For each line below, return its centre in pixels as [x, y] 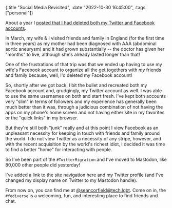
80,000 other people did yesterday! [43, 165]
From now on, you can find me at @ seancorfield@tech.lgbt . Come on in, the [86, 190]
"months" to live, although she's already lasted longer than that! [73, 54]
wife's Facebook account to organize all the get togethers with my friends [83, 70]
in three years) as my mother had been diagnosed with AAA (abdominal [81, 44]
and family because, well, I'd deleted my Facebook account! [69, 75]
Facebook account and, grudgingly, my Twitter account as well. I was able [84, 91]
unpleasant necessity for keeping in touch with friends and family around [83, 133]
